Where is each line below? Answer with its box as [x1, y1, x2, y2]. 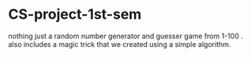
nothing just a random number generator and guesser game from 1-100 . [8, 31, 243, 41]
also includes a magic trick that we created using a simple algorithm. [8, 39, 231, 48]
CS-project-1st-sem [8, 5, 142, 23]
